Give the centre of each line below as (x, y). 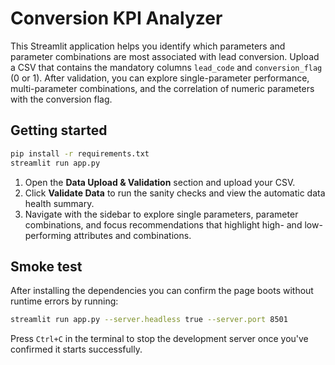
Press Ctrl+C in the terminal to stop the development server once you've (159, 339)
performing (48, 235)
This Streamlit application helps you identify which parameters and (148, 46)
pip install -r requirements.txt (80, 153)
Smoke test (46, 266)
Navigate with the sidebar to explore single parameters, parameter (161, 214)
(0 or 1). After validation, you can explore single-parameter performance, (160, 78)
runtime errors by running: (64, 301)
